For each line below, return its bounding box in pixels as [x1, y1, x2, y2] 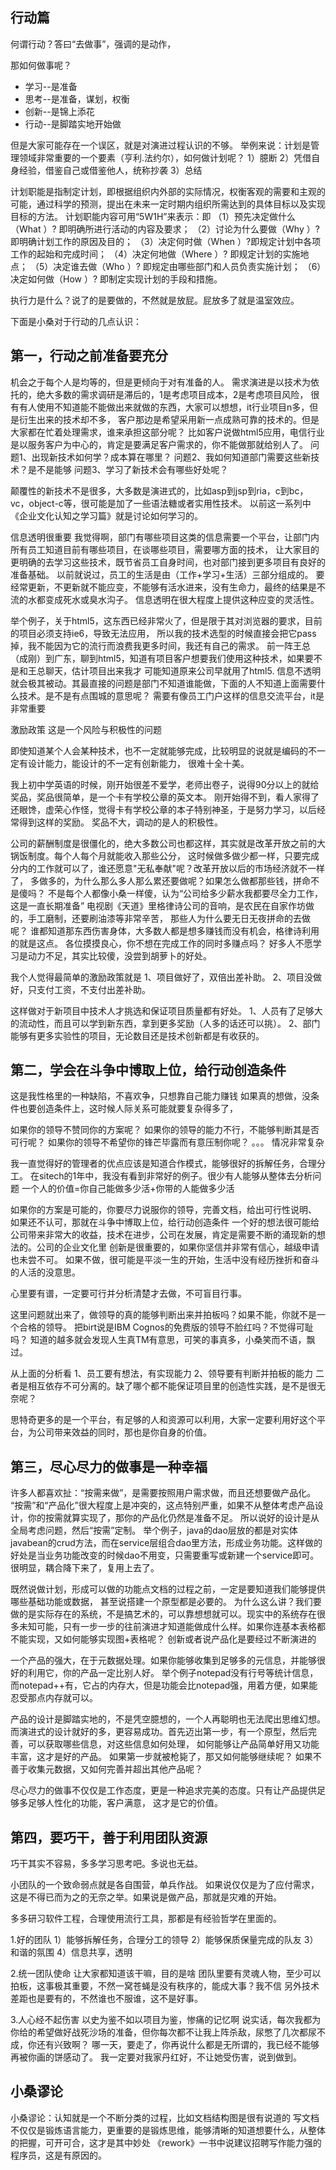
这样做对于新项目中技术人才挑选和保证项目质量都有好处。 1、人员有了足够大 [10, 1004, 323, 1017]
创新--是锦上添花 [24, 105, 95, 117]
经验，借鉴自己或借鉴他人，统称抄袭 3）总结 [18, 164, 203, 176]
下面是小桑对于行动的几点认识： [10, 315, 142, 327]
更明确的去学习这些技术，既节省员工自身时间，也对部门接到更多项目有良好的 [10, 556, 326, 568]
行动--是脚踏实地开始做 [24, 118, 122, 130]
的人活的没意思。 [10, 1266, 81, 1278]
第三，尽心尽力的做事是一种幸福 [10, 1458, 208, 1475]
